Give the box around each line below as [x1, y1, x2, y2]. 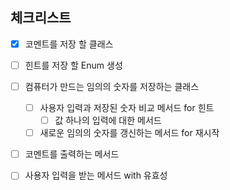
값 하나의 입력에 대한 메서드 [54, 114, 162, 127]
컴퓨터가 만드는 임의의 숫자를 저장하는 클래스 [24, 80, 200, 92]
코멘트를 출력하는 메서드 [24, 148, 120, 160]
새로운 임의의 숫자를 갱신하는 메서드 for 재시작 [39, 127, 220, 139]
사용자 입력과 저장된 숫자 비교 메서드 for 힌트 [39, 102, 215, 113]
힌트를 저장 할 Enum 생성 [24, 59, 123, 71]
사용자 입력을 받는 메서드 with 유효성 [24, 169, 168, 182]
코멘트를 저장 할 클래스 [24, 38, 114, 50]
